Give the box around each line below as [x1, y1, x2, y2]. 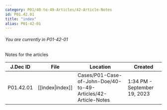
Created [134, 63, 154, 70]
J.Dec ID [10, 63, 31, 70]
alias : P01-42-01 [5, 21, 41, 26]
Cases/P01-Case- [78, 72, 122, 79]
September [127, 84, 154, 91]
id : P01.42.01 [5, 12, 35, 17]
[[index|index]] [38, 84, 73, 91]
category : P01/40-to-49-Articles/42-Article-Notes [5, 7, 112, 12]
